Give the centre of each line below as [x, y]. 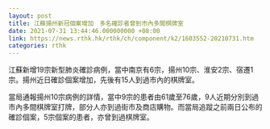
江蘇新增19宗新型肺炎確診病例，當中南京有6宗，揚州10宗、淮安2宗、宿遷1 [131, 70]
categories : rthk [37, 46]
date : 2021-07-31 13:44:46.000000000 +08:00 [84, 31]
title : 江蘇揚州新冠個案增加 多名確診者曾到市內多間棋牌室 [96, 23]
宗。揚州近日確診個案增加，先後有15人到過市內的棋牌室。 [104, 80]
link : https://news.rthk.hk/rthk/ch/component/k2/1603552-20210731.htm [131, 38]
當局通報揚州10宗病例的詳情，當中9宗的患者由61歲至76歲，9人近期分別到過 [134, 97]
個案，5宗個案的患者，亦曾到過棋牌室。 [88, 117]
